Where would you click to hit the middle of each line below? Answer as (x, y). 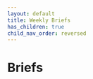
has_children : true (36, 27)
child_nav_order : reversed (47, 33)
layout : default (31, 14)
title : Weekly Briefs (39, 20)
